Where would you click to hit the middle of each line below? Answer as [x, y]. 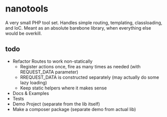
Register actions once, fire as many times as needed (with [80, 66]
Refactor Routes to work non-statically [52, 61]
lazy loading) [34, 82]
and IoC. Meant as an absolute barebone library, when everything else [78, 28]
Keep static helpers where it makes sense [63, 88]
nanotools [27, 9]
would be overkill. [23, 33]
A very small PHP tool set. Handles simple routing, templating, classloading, [84, 23]
